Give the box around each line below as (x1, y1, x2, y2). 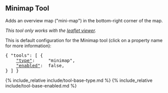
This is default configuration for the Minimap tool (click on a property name (5, 37, 163, 43)
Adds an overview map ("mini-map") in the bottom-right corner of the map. (5, 17, 163, 23)
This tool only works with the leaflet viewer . (5, 27, 97, 34)
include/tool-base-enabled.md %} (5, 82, 77, 88)
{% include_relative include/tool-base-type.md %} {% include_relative (5, 77, 153, 83)
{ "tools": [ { (5, 52, 43, 58)
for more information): (5, 43, 52, 49)
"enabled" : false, (16, 63, 65, 68)
